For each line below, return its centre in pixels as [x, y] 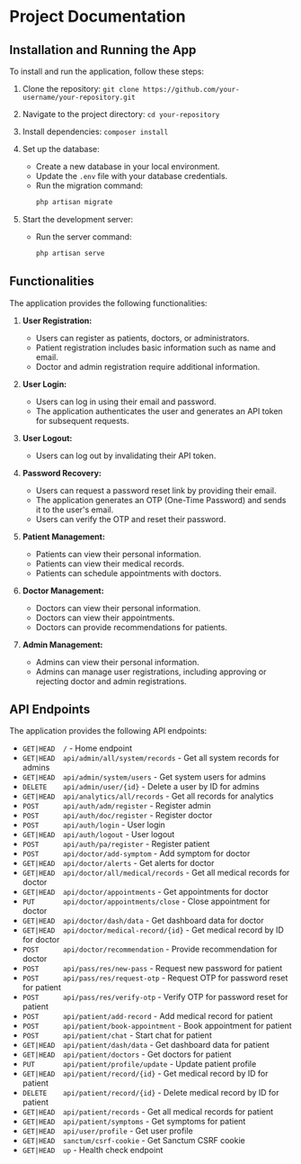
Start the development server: [78, 219]
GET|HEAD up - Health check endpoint [93, 1150]
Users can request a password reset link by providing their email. [156, 490]
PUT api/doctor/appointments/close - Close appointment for [146, 901]
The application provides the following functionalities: [109, 302]
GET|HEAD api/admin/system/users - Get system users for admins [144, 777]
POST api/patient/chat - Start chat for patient [117, 1035]
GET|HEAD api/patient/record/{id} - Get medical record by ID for [145, 1074]
